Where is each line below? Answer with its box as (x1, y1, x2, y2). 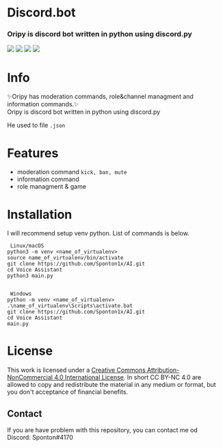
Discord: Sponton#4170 (7, 434, 74, 442)
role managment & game (16, 182, 87, 191)
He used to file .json (7, 121, 66, 130)
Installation (7, 207, 73, 222)
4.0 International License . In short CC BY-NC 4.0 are (54, 373, 202, 381)
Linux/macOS (10, 242, 44, 250)
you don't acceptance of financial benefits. (7, 388, 129, 396)
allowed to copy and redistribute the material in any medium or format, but (7, 381, 217, 389)
